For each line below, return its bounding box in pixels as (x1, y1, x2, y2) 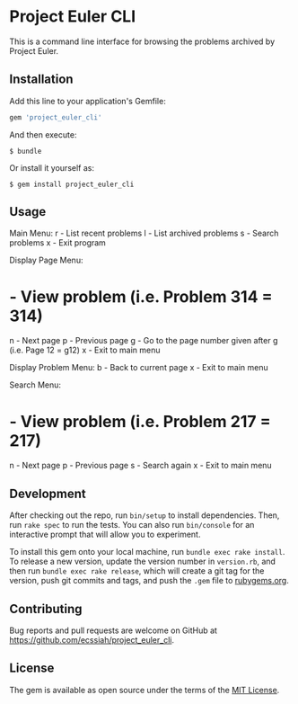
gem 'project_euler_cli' (9, 112, 102, 122)
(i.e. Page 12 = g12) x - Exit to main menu (9, 344, 161, 356)
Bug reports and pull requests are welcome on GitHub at (9, 625, 218, 636)
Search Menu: (9, 379, 61, 390)
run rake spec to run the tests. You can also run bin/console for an (9, 520, 255, 530)
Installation (9, 72, 74, 87)
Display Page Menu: (9, 254, 83, 266)
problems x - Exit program (9, 237, 106, 248)
